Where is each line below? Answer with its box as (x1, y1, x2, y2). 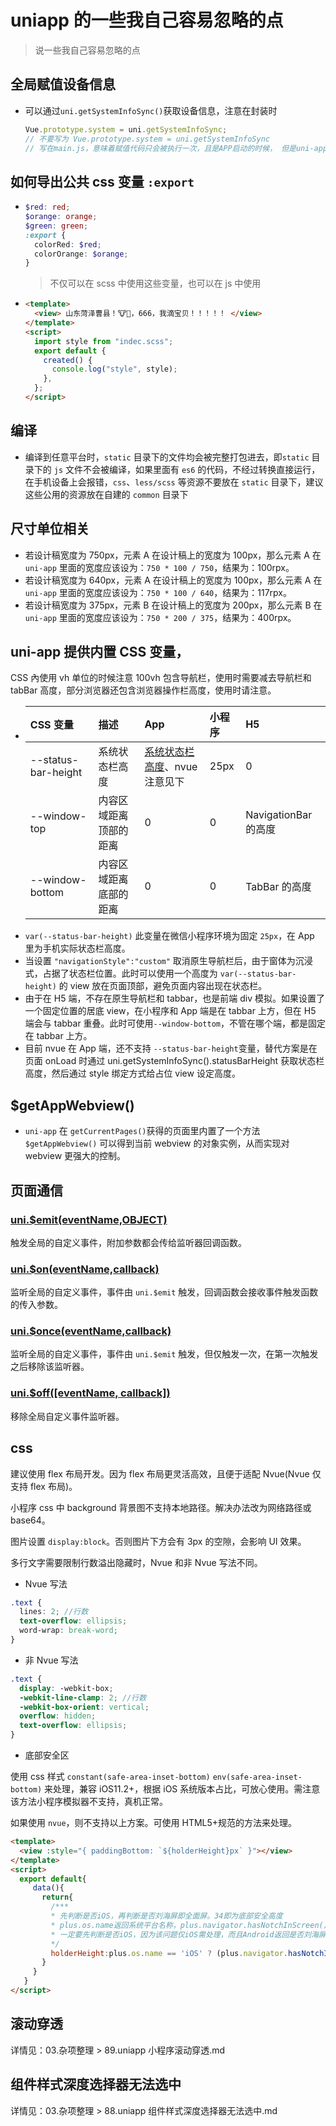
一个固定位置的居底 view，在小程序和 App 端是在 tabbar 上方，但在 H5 (24, 1005, 317, 1017)
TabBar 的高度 (245, 880, 312, 894)
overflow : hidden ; (19, 1711, 97, 1721)
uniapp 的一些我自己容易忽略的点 (10, 9, 284, 32)
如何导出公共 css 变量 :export (10, 173, 195, 190)
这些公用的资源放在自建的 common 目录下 (24, 488, 189, 500)
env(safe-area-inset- (212, 1772, 303, 1783)
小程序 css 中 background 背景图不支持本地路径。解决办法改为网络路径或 (10, 1501, 312, 1513)
